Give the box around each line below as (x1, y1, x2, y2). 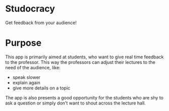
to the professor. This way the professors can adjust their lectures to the (5, 59, 155, 65)
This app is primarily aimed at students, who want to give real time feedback (5, 54, 164, 60)
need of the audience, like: (5, 64, 61, 70)
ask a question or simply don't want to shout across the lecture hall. (5, 100, 146, 106)
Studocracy (5, 3, 55, 15)
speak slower (12, 74, 41, 80)
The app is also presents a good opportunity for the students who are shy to (5, 94, 164, 100)
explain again (12, 79, 40, 85)
